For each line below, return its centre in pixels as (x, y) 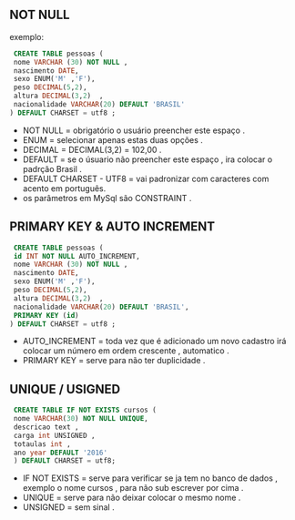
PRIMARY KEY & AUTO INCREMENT (112, 227)
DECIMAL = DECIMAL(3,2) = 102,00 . (92, 149)
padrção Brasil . (52, 168)
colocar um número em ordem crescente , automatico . (126, 351)
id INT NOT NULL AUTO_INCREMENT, (77, 256)
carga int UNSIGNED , (54, 435)
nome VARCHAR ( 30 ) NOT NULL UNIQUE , (81, 419)
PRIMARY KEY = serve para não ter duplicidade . (114, 361)
